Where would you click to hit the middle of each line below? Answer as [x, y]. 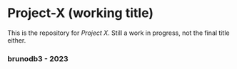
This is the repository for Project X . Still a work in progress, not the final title [118, 33]
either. [17, 40]
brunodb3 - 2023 [38, 58]
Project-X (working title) [81, 13]
